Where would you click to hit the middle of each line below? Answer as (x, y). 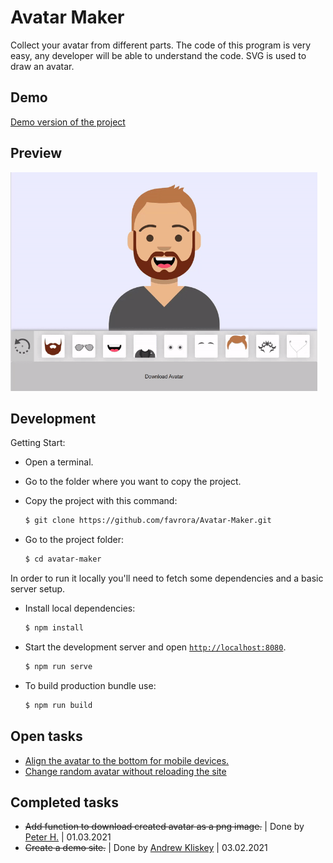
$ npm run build (58, 705)
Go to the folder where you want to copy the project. (133, 482)
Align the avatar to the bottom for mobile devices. (127, 760)
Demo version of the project (68, 122)
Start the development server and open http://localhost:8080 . (155, 647)
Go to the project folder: (74, 540)
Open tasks (46, 736)
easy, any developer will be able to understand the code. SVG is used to (158, 55)
